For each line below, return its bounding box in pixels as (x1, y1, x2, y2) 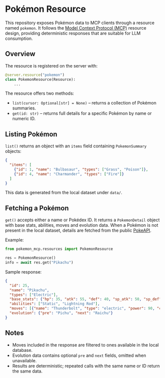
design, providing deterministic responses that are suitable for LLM (5, 30, 141, 36)
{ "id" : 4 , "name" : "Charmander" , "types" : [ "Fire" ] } (14, 172, 124, 176)
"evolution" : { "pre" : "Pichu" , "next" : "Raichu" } (9, 310, 113, 315)
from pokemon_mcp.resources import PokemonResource (5, 246, 113, 252)
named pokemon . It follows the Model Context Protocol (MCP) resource (5, 25, 146, 31)
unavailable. (12, 357, 37, 363)
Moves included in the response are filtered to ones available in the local (12, 342, 159, 348)
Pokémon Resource (5, 3, 86, 15)
